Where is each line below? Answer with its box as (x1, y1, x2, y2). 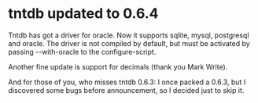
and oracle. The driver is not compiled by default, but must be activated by (8, 38, 250, 48)
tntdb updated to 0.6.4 (8, 5, 159, 23)
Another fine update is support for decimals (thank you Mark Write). (8, 62, 228, 71)
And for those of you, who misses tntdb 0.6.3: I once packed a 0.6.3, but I (8, 77, 246, 87)
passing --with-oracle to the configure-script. (8, 47, 157, 56)
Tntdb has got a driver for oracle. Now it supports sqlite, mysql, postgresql (8, 30, 249, 40)
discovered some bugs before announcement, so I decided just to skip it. (8, 85, 245, 94)
